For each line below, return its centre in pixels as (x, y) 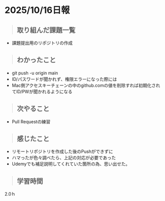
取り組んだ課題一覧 (46, 30)
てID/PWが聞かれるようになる (42, 91)
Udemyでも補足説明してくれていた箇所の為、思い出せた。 (71, 164)
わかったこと (36, 60)
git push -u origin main (35, 73)
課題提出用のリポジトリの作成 (42, 43)
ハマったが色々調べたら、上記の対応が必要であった (64, 158)
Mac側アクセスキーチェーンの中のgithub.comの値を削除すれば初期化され (86, 85)
